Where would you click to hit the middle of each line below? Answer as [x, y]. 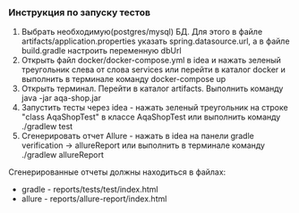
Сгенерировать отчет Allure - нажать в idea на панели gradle [137, 136]
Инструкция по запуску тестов [80, 12]
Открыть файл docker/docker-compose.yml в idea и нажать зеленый [151, 61]
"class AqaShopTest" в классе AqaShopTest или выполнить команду [151, 117]
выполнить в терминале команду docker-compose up [124, 79]
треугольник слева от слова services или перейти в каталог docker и [153, 70]
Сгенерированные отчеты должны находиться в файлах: [117, 172]
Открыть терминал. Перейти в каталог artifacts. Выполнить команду [152, 89]
